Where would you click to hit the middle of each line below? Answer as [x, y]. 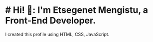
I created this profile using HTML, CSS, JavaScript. [57, 34]
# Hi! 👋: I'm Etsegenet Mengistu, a [77, 10]
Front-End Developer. [51, 21]
